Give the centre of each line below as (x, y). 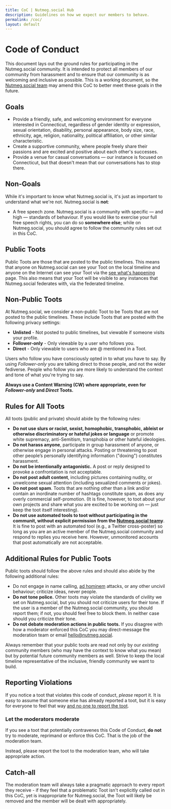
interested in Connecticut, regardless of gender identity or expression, (87, 125)
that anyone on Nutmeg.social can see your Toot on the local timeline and (83, 267)
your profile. (26, 338)
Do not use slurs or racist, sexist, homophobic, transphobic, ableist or (88, 429)
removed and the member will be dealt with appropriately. (66, 801)
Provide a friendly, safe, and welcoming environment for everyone (82, 119)
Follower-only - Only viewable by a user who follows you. (74, 343)
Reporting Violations (39, 683)
